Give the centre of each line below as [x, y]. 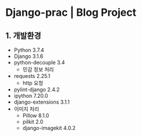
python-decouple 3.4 [39, 62]
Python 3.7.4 [29, 50]
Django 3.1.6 [29, 56]
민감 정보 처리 [38, 69]
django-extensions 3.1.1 [42, 102]
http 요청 [33, 83]
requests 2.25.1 [32, 76]
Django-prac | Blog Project [71, 13]
